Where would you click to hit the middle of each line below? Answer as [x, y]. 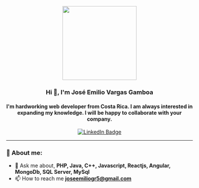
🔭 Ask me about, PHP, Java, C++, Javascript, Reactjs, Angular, [92, 166]
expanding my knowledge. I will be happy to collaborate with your [99, 112]
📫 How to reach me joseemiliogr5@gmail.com [73, 179]
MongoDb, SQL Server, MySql [52, 172]
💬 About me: [24, 153]
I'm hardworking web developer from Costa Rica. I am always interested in [99, 106]
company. [99, 119]
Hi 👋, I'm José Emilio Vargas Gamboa [99, 92]
